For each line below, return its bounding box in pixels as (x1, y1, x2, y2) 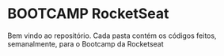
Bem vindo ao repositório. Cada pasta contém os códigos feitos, (7, 31, 217, 40)
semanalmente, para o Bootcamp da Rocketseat (7, 39, 164, 48)
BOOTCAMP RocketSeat (7, 5, 169, 23)
